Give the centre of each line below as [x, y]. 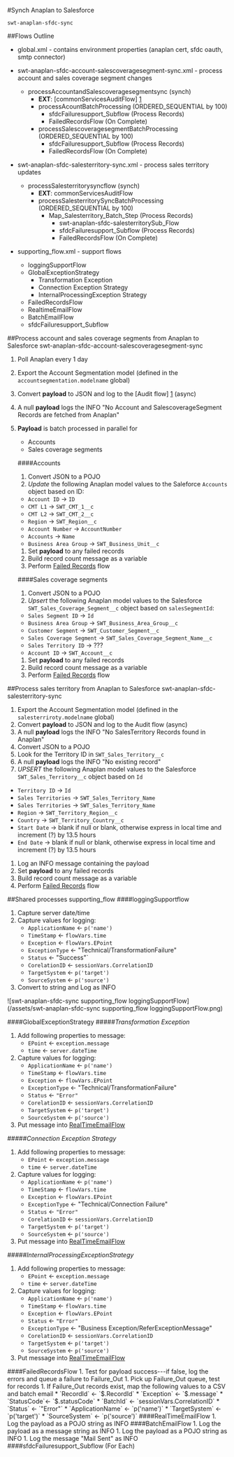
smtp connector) [41, 57]
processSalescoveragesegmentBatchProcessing [108, 129]
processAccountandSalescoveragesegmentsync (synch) [109, 91]
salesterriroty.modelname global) [66, 717]
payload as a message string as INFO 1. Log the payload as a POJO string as [117, 1431]
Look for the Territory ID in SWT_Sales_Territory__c [90, 754]
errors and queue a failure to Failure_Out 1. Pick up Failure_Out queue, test [114, 1379]
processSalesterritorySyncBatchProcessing [101, 200]
